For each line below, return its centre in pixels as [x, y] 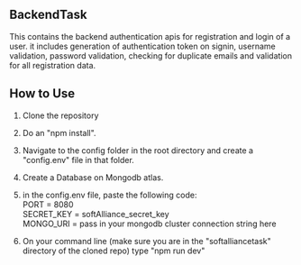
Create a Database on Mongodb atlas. [93, 177]
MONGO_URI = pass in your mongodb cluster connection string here [149, 224]
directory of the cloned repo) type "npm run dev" [114, 251]
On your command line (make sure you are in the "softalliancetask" [147, 241]
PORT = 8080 [48, 204]
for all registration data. [53, 65]
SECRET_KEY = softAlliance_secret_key [96, 214]
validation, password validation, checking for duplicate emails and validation [151, 55]
